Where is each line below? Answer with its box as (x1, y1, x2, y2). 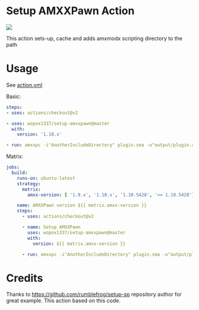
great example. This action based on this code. (6, 297, 121, 304)
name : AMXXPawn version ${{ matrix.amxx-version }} (17, 202, 147, 208)
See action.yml (6, 81, 43, 88)
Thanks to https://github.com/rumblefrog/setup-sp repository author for (6, 291, 182, 298)
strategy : (17, 180, 41, 187)
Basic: (6, 93, 21, 100)
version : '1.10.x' (17, 131, 62, 137)
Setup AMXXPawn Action (6, 4, 135, 18)
